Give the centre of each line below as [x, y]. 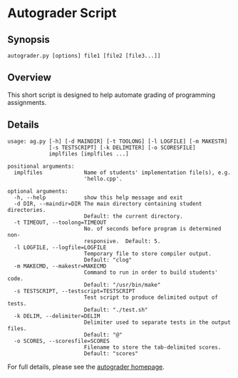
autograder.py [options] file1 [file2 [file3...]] [84, 56]
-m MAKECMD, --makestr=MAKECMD [60, 266]
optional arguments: [38, 191]
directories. [27, 210]
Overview [30, 77]
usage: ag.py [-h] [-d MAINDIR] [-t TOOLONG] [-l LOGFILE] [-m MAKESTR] [118, 141]
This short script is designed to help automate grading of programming [112, 95]
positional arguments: [41, 166]
